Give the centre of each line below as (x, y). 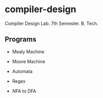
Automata (22, 71)
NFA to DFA (24, 91)
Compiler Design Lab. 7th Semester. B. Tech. (52, 23)
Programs (21, 39)
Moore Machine (28, 61)
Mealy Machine (28, 51)
